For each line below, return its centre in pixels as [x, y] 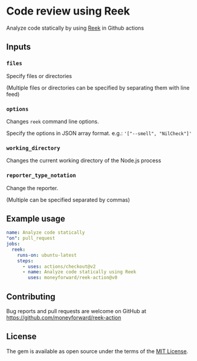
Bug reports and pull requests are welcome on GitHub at [76, 311]
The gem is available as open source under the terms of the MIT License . [97, 351]
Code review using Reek [68, 11]
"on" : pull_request [31, 238]
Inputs [19, 47]
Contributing [31, 296]
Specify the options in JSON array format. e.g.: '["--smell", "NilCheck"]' [99, 133]
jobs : [13, 244]
